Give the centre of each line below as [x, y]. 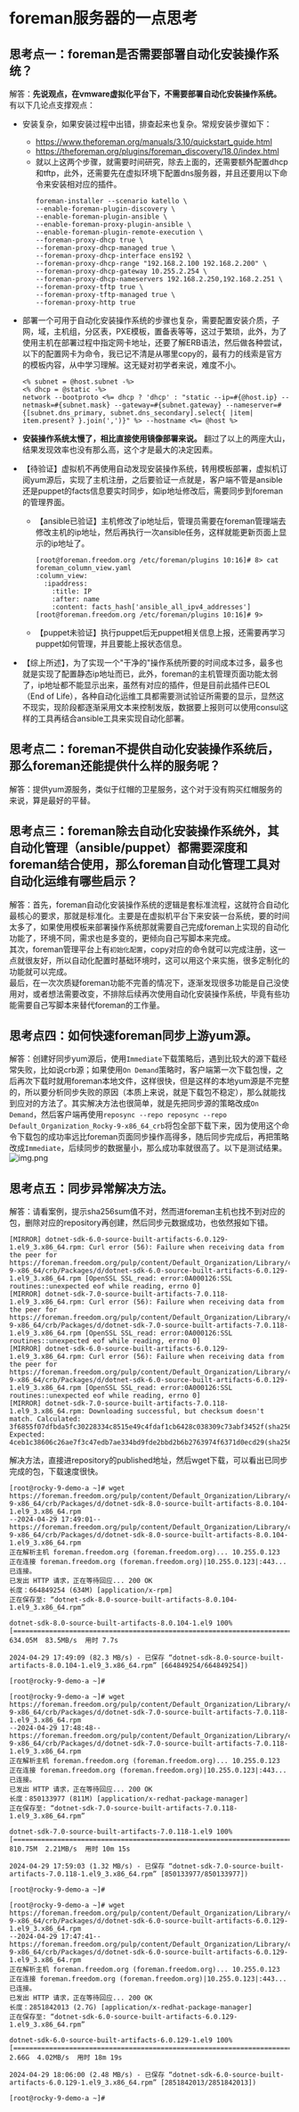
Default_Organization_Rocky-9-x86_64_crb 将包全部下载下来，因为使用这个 [145, 1126]
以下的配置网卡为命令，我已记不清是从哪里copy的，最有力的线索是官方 [152, 354]
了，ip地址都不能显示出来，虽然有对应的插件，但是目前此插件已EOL [146, 685]
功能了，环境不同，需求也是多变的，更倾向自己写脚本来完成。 [122, 938]
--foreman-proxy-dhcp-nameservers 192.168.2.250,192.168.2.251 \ [159, 279]
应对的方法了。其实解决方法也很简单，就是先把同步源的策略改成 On [138, 1104]
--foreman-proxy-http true [85, 302]
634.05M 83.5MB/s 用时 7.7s [64, 1641]
